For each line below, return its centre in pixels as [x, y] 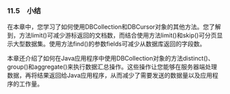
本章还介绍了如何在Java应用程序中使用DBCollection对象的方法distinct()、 [111, 59]
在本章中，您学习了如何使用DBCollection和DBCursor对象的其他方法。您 [108, 27]
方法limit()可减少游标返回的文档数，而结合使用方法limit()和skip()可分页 [118, 35]
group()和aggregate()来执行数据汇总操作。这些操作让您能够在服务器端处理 [112, 67]
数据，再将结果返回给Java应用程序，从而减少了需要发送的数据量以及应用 [110, 76]
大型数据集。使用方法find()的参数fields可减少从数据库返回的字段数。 [109, 44]
